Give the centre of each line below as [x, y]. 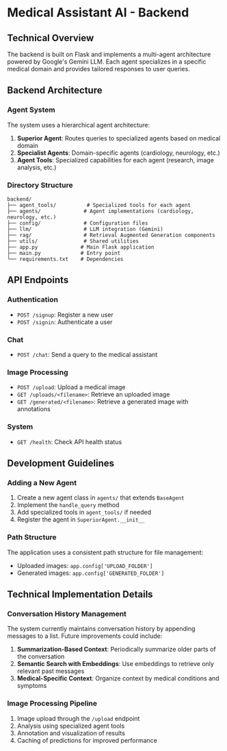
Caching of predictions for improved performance [87, 740]
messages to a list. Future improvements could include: [85, 636]
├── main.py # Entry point [64, 253]
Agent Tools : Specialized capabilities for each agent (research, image [115, 160]
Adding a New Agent [42, 482]
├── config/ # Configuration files [78, 223]
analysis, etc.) [37, 167]
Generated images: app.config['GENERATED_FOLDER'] [91, 573]
